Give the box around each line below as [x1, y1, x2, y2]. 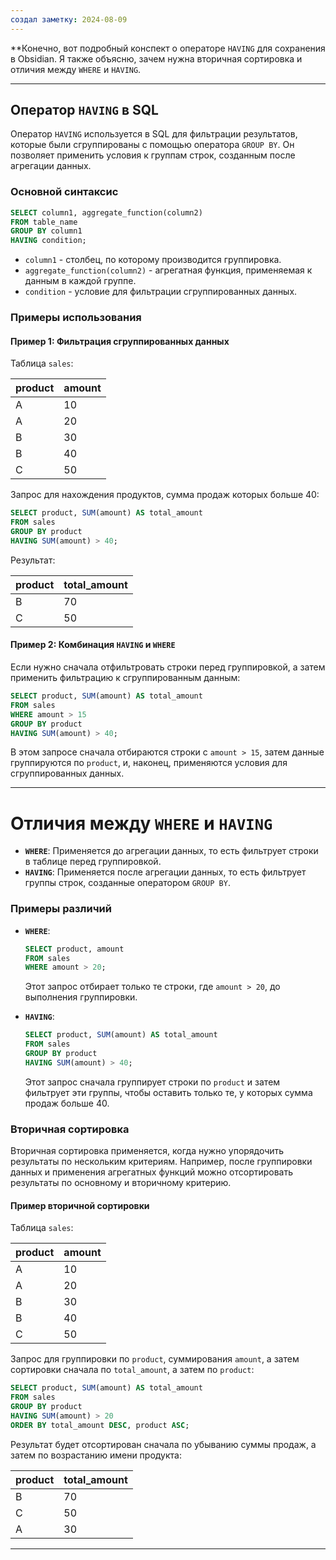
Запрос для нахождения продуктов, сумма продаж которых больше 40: [10, 489, 320, 501]
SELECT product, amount [24, 944, 125, 954]
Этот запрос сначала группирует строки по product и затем [24, 1076, 281, 1088]
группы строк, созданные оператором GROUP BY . [24, 877, 231, 889]
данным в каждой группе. [24, 275, 137, 287]
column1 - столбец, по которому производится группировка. [24, 254, 282, 266]
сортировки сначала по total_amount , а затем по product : [10, 1364, 255, 1376]
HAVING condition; [10, 236, 87, 246]
